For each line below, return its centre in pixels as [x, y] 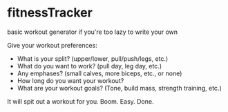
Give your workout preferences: [53, 45]
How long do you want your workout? [70, 80]
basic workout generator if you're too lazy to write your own [93, 32]
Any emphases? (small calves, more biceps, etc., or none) [99, 73]
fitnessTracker [50, 13]
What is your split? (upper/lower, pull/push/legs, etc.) [93, 58]
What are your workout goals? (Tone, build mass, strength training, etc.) [120, 88]
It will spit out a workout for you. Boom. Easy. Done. [80, 101]
